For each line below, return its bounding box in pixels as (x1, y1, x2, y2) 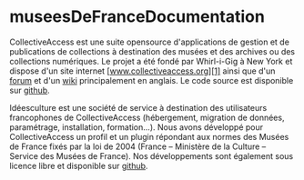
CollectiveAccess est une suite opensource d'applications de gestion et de (9, 36, 289, 47)
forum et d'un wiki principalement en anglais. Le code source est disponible (9, 75, 294, 85)
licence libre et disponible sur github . (9, 160, 148, 171)
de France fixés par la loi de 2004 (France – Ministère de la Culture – (9, 141, 267, 152)
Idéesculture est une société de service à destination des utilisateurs (9, 102, 268, 113)
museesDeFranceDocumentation (9, 6, 266, 27)
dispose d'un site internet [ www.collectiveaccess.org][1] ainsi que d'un (9, 65, 276, 76)
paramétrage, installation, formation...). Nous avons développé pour (9, 121, 264, 133)
